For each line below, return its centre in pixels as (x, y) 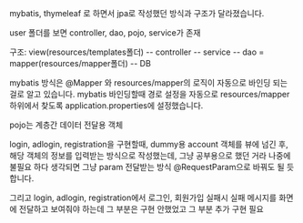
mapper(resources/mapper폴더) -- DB (81, 63)
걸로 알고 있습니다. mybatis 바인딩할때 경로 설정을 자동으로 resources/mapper (150, 94)
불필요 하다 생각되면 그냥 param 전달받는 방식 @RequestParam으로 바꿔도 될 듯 (152, 167)
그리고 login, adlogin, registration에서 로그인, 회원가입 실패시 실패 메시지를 (143, 198)
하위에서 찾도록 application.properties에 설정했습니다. (106, 106)
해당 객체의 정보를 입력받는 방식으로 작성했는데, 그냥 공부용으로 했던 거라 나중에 (150, 156)
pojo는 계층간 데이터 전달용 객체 (66, 125)
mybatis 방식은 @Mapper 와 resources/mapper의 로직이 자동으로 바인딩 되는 (149, 83)
